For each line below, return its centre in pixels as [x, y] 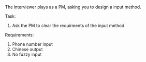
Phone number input [32, 44]
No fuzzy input [27, 54]
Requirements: [19, 35]
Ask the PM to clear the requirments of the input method [68, 25]
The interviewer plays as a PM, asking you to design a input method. [73, 7]
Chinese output [27, 49]
